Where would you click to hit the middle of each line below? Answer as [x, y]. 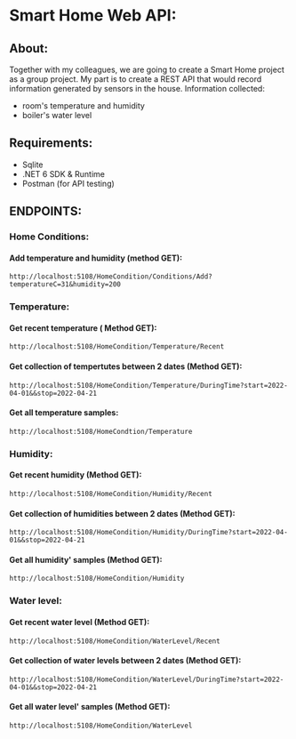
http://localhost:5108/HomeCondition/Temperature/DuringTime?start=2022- [149, 385]
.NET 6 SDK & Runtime [63, 173]
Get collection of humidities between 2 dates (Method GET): [122, 513]
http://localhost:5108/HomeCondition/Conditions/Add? [111, 277]
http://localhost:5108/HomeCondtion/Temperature [101, 431]
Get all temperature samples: [64, 413]
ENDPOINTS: [46, 211]
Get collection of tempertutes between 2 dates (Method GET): [126, 366]
